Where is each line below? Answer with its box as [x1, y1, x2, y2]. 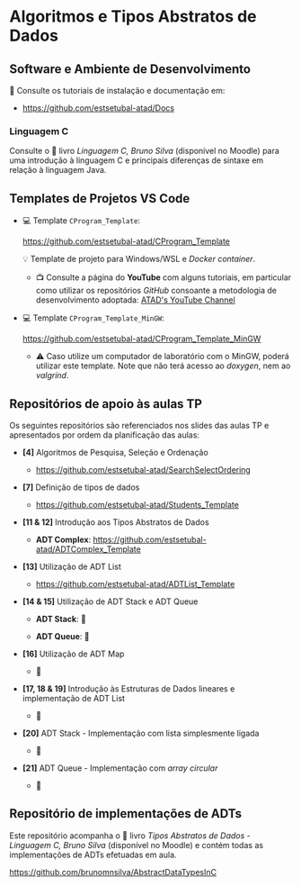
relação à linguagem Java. [9, 165, 107, 176]
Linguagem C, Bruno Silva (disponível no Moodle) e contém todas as [9, 839, 263, 850]
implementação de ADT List [22, 692, 126, 703]
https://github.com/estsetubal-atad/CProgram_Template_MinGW [22, 333, 261, 344]
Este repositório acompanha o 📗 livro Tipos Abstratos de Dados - [9, 830, 251, 841]
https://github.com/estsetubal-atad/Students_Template [35, 499, 240, 510]
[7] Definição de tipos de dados [22, 482, 140, 493]
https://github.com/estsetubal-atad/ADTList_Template [35, 578, 235, 589]
